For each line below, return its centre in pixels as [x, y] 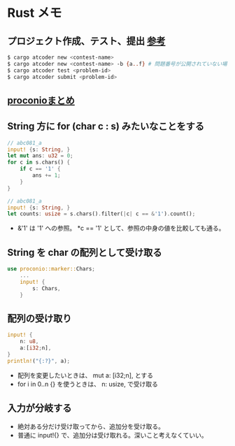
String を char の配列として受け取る [85, 252]
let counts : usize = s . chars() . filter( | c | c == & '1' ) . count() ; [101, 214]
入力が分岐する [40, 408]
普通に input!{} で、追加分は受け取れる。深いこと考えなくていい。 [112, 435]
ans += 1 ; [47, 175]
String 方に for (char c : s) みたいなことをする [106, 126]
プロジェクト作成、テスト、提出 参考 [86, 41]
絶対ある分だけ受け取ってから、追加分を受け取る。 [91, 426]
